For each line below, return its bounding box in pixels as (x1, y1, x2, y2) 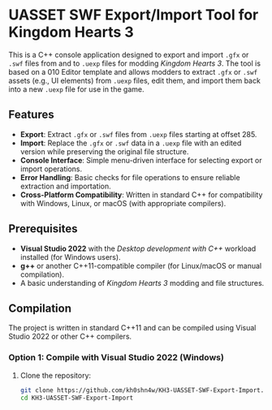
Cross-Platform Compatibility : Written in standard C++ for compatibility (19, 189, 263, 200)
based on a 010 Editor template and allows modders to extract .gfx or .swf (8, 67, 258, 76)
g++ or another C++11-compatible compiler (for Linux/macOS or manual (19, 261, 262, 270)
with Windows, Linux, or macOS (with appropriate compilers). (19, 198, 227, 208)
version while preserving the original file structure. (19, 146, 189, 156)
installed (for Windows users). (19, 252, 121, 261)
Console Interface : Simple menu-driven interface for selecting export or (19, 155, 262, 165)
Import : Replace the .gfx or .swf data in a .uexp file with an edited (19, 138, 242, 148)
